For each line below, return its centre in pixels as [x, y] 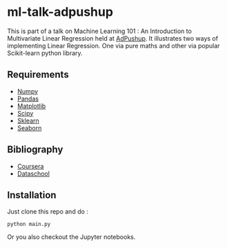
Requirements [38, 75]
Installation [32, 195]
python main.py [29, 225]
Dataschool [33, 174]
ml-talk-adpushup [60, 12]
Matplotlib [31, 106]
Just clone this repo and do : [48, 211]
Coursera [30, 166]
